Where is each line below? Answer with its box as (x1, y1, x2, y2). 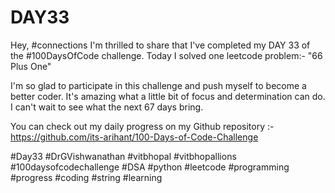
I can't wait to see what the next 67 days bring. (10, 101, 204, 113)
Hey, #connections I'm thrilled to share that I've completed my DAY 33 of (10, 39, 311, 51)
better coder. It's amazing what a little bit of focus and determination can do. (10, 90, 326, 102)
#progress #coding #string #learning (10, 171, 163, 183)
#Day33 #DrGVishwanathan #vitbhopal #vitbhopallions (10, 150, 237, 162)
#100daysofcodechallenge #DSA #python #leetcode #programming (10, 161, 290, 173)
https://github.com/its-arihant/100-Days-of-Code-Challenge (10, 131, 259, 143)
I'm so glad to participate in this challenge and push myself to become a (10, 79, 307, 91)
